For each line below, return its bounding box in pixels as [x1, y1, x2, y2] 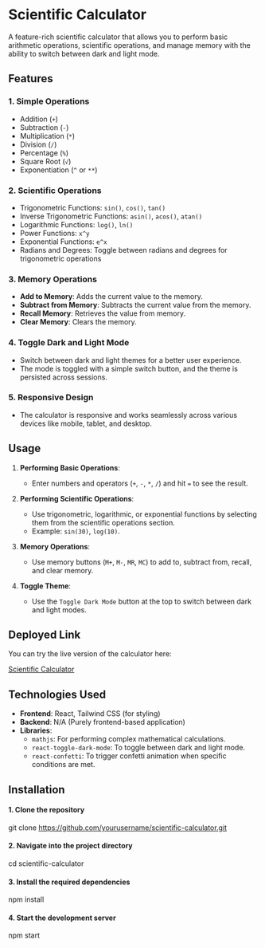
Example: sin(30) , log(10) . [31, 526, 121, 536]
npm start [8, 930, 41, 940]
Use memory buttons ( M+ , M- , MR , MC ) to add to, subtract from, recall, [31, 557, 252, 567]
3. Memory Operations [8, 273, 98, 285]
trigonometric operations [19, 254, 102, 263]
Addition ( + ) [19, 114, 58, 124]
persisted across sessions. [19, 372, 107, 382]
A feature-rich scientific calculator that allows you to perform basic [8, 32, 228, 41]
